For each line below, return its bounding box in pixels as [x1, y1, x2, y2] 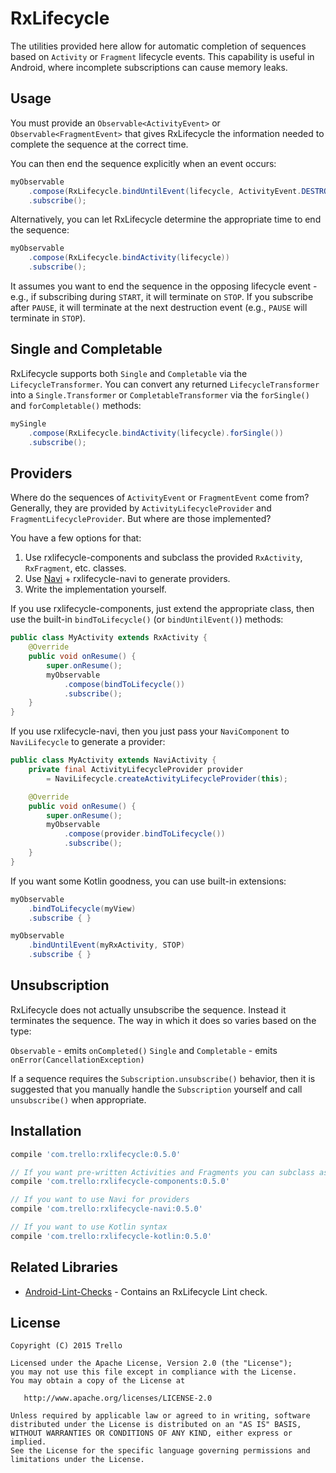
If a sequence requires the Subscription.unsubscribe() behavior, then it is [10, 1072, 316, 1084]
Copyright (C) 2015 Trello [10, 1341, 123, 1351]
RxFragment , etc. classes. [24, 562, 127, 574]
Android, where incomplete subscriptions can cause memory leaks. [10, 61, 288, 73]
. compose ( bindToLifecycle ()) [63, 679, 186, 689]
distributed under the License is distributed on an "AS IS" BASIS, [10, 1420, 302, 1430]
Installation [10, 1123, 82, 1140]
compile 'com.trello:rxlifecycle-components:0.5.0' [10, 1177, 230, 1187]
